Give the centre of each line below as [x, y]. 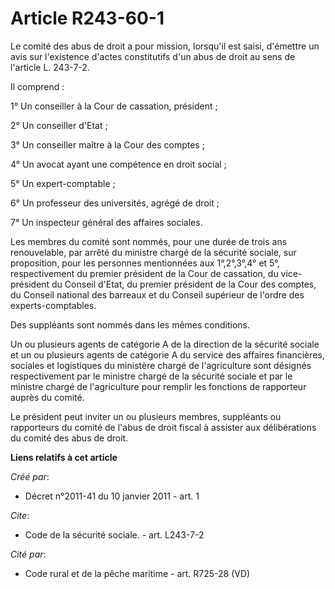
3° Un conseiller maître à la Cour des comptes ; [107, 144]
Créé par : [30, 476]
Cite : [20, 515]
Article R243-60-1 [87, 18]
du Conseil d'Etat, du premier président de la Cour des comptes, [184, 284]
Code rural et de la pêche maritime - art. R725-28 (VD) [137, 573]
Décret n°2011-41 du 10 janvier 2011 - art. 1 [112, 496]
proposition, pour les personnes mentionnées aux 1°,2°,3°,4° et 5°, [145, 263]
